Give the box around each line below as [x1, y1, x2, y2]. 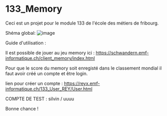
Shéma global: [5, 30, 36, 36]
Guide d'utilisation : [5, 39, 46, 46]
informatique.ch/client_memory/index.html [5, 55, 95, 61]
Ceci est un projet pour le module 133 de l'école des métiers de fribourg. [5, 20, 159, 26]
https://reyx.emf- [64, 80, 100, 86]
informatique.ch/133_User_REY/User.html [5, 85, 92, 92]
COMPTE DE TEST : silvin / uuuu [5, 96, 75, 102]
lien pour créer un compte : [5, 80, 63, 86]
